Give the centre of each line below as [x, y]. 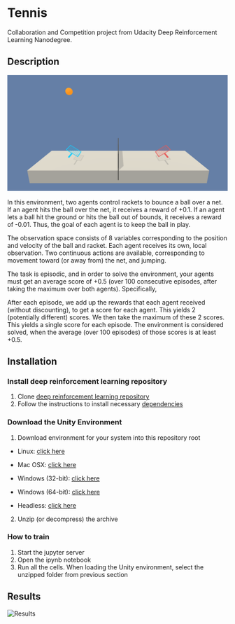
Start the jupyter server [51, 552]
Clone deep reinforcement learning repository [83, 396]
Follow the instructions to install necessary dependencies [100, 404]
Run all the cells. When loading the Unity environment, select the [111, 567]
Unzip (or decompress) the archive [67, 519]
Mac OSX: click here [47, 464]
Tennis [27, 13]
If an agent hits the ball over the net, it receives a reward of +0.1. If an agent [116, 209]
